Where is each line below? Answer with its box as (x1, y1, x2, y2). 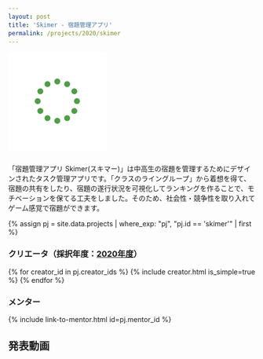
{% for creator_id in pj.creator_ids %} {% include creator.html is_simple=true (8, 267, 256, 277)
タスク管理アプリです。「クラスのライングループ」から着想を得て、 (35, 174, 251, 184)
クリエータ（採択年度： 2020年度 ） (8, 248, 142, 259)
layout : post (8, 13, 51, 20)
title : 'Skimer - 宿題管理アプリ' (8, 20, 113, 29)
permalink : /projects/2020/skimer (8, 29, 122, 37)
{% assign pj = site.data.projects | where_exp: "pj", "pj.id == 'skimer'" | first (8, 219, 252, 229)
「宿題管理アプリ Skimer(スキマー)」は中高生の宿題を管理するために (8, 164, 230, 174)
